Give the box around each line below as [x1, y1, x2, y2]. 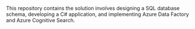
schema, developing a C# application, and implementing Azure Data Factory [6, 11, 189, 18]
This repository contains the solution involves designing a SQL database [6, 5, 180, 11]
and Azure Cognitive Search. [6, 17, 75, 23]
